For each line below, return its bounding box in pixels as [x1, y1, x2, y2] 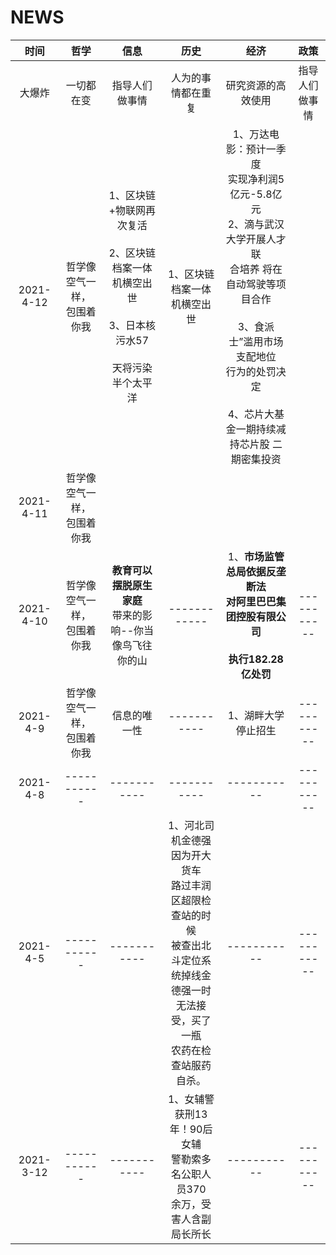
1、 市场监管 [227, 549, 285, 563]
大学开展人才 [225, 232, 287, 246]
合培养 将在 [229, 262, 283, 276]
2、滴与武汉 [227, 217, 285, 231]
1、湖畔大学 [227, 708, 285, 722]
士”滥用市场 [228, 334, 284, 348]
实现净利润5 [227, 172, 285, 186]
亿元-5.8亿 [229, 187, 283, 201]
